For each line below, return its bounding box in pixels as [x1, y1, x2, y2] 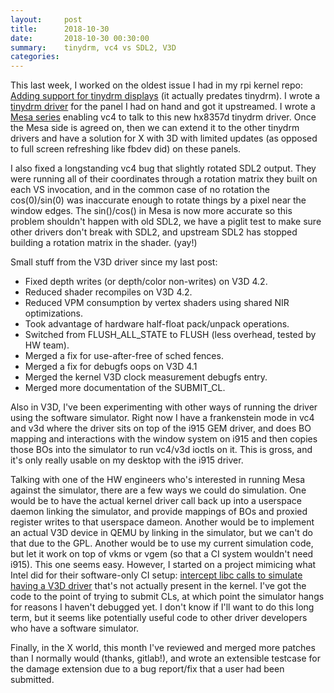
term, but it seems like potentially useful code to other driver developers [10, 612, 308, 624]
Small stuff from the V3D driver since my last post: [10, 256, 218, 268]
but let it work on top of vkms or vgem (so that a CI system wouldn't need [10, 548, 314, 560]
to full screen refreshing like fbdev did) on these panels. [10, 143, 242, 155]
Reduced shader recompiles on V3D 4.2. [24, 286, 193, 298]
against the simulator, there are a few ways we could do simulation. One [10, 484, 307, 496]
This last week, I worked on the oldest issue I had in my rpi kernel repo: [10, 79, 303, 91]
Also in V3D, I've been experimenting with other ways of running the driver [10, 401, 318, 413]
